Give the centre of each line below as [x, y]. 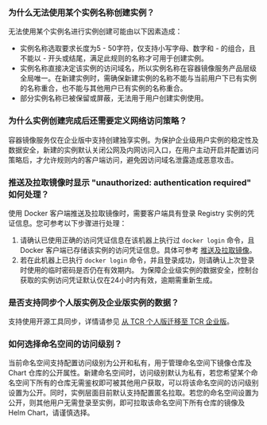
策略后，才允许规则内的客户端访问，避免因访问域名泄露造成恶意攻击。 [123, 159]
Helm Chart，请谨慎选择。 [51, 413]
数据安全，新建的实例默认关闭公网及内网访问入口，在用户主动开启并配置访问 [133, 150]
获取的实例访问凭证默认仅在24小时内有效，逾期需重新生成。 [118, 280]
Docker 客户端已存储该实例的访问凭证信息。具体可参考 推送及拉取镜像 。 [138, 250]
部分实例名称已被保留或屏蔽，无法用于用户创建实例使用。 [114, 98]
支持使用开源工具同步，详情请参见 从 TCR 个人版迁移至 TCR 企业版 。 [121, 321]
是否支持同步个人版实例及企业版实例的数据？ [94, 302]
